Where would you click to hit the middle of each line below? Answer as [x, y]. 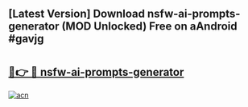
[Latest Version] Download [77, 14]
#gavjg [26, 39]
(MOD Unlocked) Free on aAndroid [149, 27]
